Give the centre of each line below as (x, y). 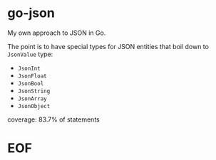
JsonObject (34, 106)
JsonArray (32, 98)
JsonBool (31, 83)
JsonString (34, 91)
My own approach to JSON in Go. (57, 33)
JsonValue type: (30, 54)
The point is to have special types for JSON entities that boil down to (108, 46)
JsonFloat (32, 76)
